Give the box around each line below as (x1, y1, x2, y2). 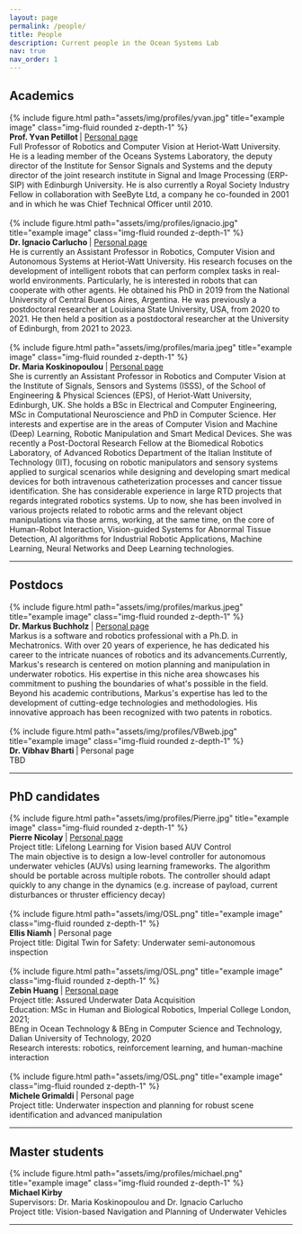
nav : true (9, 47, 47, 56)
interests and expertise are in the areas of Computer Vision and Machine (9, 418, 279, 429)
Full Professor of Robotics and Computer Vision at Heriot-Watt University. (9, 141, 281, 151)
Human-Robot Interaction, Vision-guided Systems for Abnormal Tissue (9, 523, 271, 534)
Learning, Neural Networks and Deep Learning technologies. (9, 542, 235, 554)
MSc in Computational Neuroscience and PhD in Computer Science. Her (9, 409, 277, 420)
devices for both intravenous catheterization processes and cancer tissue (9, 476, 283, 486)
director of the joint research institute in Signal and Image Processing (9, 169, 265, 180)
